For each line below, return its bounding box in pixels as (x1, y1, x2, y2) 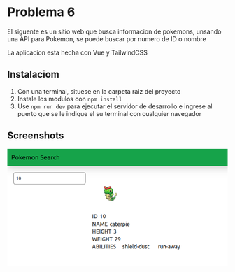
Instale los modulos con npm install (17, 94, 122, 103)
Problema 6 (7, 4, 76, 20)
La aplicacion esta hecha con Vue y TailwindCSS (7, 48, 148, 57)
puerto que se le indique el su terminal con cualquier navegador (17, 109, 201, 117)
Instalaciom (7, 69, 59, 80)
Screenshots (7, 130, 64, 142)
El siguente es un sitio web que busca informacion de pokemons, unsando (7, 27, 222, 36)
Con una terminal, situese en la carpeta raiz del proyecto (17, 87, 181, 95)
